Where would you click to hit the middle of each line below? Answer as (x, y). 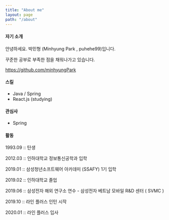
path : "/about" (21, 19)
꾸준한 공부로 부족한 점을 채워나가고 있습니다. (50, 60)
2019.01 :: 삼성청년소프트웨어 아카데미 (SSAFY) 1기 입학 (61, 169)
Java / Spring (27, 93)
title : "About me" (25, 10)
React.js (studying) (32, 99)
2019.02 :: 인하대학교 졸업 (31, 180)
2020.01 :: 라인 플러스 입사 (32, 212)
